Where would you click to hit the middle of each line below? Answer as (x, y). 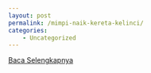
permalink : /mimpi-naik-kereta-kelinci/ (76, 23)
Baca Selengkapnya (41, 60)
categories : (28, 30)
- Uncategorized (50, 38)
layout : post (30, 15)
